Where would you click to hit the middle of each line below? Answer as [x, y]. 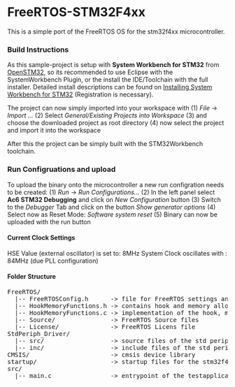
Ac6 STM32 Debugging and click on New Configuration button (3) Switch [114, 199]
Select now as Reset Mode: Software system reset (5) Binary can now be [113, 214]
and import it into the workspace [54, 131]
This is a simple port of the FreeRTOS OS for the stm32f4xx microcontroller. [116, 31]
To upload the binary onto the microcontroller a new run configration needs [116, 184]
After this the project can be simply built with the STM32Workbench [105, 144]
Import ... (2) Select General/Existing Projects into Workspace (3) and [107, 115]
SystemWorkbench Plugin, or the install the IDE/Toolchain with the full [108, 80]
